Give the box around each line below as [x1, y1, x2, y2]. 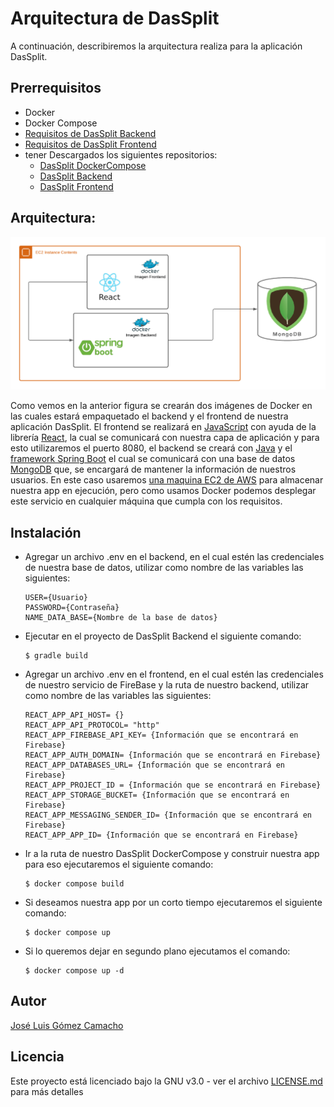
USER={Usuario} [24, 592, 89, 602]
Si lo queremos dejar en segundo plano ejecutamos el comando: [24, 945, 291, 957]
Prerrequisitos [10, 80, 102, 97]
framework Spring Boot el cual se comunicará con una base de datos [10, 453, 296, 465]
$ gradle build [24, 650, 89, 661]
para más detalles [10, 1085, 84, 1097]
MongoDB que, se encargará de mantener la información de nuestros [10, 463, 297, 476]
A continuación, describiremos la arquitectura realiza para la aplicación [10, 40, 303, 52]
